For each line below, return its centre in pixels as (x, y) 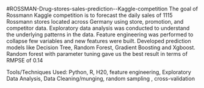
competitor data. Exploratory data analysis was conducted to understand (98, 28)
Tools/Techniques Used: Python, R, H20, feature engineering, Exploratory (99, 72)
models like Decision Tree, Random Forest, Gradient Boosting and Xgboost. (101, 47)
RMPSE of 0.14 (25, 60)
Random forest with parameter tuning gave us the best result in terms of (97, 54)
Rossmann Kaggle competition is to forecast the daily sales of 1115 (89, 15)
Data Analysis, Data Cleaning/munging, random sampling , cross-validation (101, 79)
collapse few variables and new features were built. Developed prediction (99, 41)
